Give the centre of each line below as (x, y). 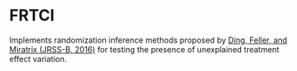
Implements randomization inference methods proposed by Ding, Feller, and (148, 40)
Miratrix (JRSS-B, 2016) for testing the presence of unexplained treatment (144, 49)
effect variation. (38, 59)
